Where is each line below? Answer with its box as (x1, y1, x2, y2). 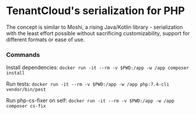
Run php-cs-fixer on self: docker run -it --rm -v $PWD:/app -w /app (6, 97, 175, 104)
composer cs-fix (6, 103, 46, 109)
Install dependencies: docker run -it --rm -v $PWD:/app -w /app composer (6, 64, 190, 71)
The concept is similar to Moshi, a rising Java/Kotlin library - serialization (6, 23, 183, 31)
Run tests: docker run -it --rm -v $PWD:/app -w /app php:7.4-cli (6, 80, 169, 87)
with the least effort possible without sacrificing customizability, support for (6, 29, 190, 36)
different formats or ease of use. (6, 36, 85, 43)
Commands (6, 50, 40, 59)
